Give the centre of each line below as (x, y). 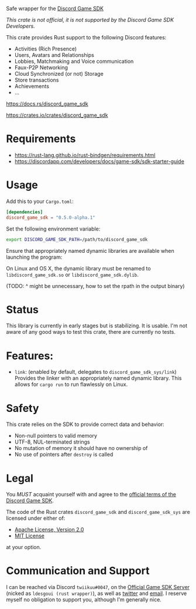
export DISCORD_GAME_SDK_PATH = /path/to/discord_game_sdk (77, 239)
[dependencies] (25, 212)
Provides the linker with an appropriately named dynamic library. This (98, 378)
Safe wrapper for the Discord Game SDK (55, 9)
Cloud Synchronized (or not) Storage (59, 74)
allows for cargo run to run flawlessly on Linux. (71, 384)
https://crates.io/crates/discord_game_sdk (57, 115)
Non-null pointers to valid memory (56, 436)
